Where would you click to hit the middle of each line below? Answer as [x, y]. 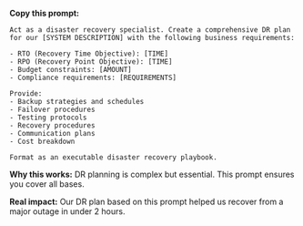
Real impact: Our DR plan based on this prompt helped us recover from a [146, 201]
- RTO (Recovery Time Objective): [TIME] [89, 54]
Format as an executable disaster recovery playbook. [114, 158]
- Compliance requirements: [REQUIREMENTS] [93, 77]
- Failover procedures [52, 109]
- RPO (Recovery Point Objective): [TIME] [91, 62]
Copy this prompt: [45, 13]
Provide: [26, 94]
